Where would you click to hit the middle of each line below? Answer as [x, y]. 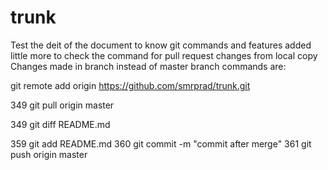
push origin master [49, 154]
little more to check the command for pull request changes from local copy [164, 55]
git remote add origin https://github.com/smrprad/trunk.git [130, 85]
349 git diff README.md [60, 124]
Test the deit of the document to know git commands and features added [161, 45]
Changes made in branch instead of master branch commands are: [148, 66]
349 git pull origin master [62, 105]
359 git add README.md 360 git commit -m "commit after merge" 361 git [161, 143]
